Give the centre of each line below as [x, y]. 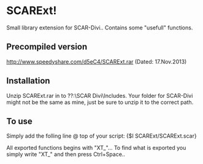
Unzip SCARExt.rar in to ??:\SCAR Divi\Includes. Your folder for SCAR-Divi [100, 95]
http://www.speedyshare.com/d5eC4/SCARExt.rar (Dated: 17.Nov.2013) [97, 61]
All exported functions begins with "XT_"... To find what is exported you [96, 148]
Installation [28, 81]
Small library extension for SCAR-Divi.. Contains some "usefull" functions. [100, 28]
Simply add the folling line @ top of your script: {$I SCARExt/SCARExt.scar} [102, 136]
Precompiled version [47, 47]
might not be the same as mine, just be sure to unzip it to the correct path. [100, 102]
